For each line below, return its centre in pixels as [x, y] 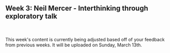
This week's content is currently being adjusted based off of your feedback [85, 39]
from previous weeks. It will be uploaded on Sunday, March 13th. [74, 45]
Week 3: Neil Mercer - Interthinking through [77, 8]
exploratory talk [31, 17]
